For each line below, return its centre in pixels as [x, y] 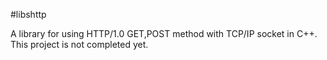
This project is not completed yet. [79, 44]
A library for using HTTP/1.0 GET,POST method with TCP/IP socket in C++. [164, 33]
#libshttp [28, 14]
